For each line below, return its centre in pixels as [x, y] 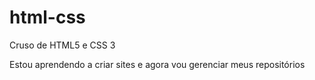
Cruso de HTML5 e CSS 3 [62, 45]
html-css [47, 17]
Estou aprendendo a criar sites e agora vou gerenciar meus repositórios [157, 64]
